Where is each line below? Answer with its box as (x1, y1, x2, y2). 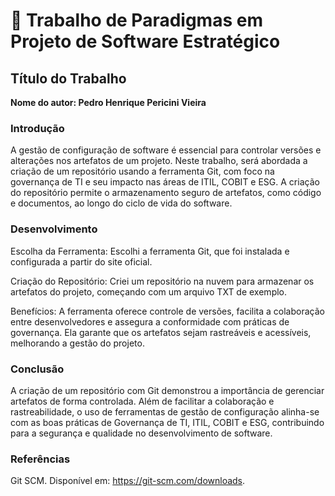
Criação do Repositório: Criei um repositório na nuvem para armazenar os (10, 275, 315, 287)
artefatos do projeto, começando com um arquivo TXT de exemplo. (10, 285, 288, 298)
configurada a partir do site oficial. (10, 255, 153, 268)
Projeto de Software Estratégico (10, 30, 281, 53)
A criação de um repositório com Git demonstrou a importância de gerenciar (10, 384, 325, 396)
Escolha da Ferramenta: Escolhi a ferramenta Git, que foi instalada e (10, 245, 290, 257)
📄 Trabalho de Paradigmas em (10, 9, 263, 32)
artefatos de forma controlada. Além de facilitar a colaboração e (10, 395, 275, 407)
